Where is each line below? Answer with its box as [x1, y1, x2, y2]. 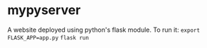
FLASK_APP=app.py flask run [7, 34, 89, 41]
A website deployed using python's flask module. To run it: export [7, 25, 201, 34]
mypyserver [7, 2, 81, 18]
